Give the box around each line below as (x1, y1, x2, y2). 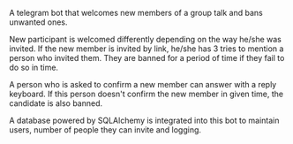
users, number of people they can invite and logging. (9, 125, 201, 135)
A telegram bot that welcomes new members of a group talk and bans (9, 8, 263, 18)
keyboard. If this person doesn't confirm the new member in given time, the (9, 88, 284, 99)
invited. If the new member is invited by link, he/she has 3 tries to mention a (9, 43, 284, 54)
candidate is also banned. (9, 98, 103, 109)
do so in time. (9, 62, 59, 72)
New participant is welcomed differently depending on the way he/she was (9, 34, 282, 44)
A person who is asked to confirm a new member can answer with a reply (9, 80, 277, 89)
